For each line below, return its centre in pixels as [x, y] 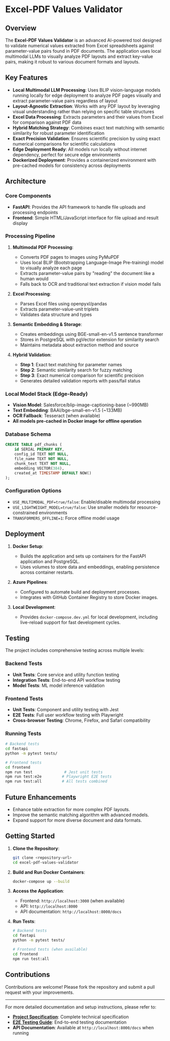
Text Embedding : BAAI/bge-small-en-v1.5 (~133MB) [67, 410]
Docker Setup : [28, 546]
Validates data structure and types [56, 314]
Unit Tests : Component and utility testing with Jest [66, 709]
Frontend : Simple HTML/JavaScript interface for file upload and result [86, 218]
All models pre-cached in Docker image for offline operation [77, 421]
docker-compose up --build [41, 881]
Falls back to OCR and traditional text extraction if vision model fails [91, 284]
